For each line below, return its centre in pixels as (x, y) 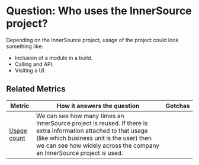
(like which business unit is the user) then (94, 138)
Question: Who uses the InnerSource (99, 11)
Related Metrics (36, 89)
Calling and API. (34, 64)
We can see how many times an (80, 116)
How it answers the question (98, 106)
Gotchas (178, 106)
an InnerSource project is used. (80, 153)
